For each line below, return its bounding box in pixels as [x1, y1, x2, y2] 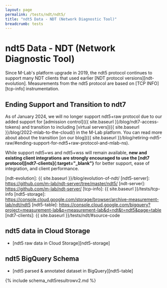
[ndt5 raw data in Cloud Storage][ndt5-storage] [12, 240, 110, 246]
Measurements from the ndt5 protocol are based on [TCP [28, 80, 146, 86]
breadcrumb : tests [5, 21, 43, 26]
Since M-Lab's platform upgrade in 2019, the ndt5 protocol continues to [5, 70, 153, 76]
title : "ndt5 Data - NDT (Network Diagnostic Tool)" [5, 16, 117, 21]
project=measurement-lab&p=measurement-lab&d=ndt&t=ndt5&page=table [5, 207, 162, 213]
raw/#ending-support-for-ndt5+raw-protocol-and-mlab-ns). [5, 140, 130, 146]
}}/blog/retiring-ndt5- [117, 135, 162, 140]
